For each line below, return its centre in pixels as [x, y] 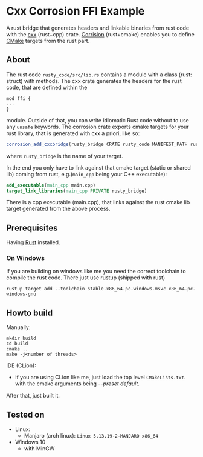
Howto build [30, 312]
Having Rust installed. [33, 242]
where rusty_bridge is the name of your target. [65, 156]
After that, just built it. [33, 396]
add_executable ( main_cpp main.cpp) [51, 185]
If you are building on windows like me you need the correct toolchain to [96, 272]
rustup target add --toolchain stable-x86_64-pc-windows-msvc [86, 289]
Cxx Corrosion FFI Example [76, 11]
